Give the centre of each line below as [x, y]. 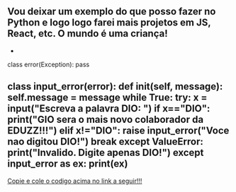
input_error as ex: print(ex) [68, 164]
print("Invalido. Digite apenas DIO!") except [106, 153]
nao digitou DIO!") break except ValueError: [106, 142]
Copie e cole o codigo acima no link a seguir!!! [75, 181]
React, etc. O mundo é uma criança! [88, 34]
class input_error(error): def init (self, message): [115, 86]
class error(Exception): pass [49, 64]
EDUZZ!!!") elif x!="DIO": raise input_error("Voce [118, 131]
